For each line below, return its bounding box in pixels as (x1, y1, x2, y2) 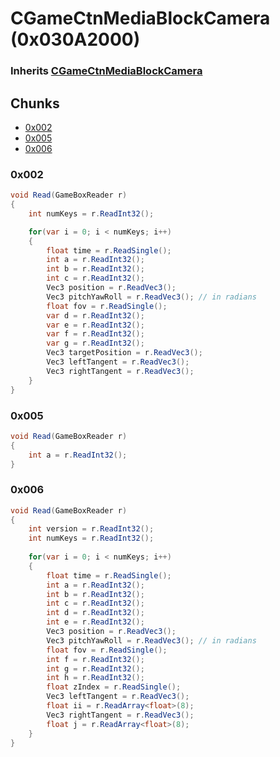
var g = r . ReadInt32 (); (46, 338, 145, 349)
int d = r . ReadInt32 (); (46, 608, 145, 618)
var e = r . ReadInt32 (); (46, 320, 145, 330)
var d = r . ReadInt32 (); (46, 310, 145, 321)
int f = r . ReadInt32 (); (46, 654, 145, 664)
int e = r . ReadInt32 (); (46, 617, 145, 627)
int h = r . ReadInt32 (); (46, 673, 145, 683)
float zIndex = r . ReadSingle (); (46, 682, 182, 692)
